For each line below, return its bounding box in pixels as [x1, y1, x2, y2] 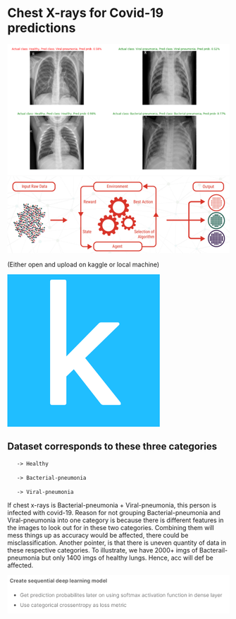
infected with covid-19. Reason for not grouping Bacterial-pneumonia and [7, 508, 221, 517]
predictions [7, 20, 76, 36]
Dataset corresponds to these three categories [7, 440, 217, 453]
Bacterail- [199, 546, 228, 554]
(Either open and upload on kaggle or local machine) [7, 260, 160, 269]
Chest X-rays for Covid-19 [7, 5, 164, 21]
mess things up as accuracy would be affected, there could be [7, 531, 189, 539]
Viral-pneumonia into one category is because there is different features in [7, 516, 224, 524]
